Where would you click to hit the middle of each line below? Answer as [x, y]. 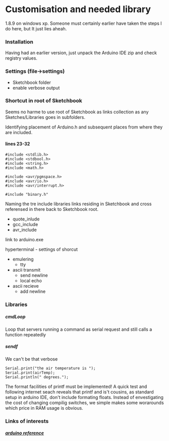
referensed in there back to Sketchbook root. [52, 209]
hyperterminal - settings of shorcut [42, 249]
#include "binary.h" [27, 195]
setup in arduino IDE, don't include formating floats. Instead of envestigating [84, 397]
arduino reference [25, 433]
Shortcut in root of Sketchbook [44, 101]
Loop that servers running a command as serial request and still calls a [79, 329]
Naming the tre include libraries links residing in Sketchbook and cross [78, 204]
